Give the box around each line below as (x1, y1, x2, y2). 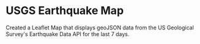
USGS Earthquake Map (6, 4, 124, 18)
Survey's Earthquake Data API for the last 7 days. (6, 30, 130, 37)
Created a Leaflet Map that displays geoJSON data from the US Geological (6, 24, 194, 31)
